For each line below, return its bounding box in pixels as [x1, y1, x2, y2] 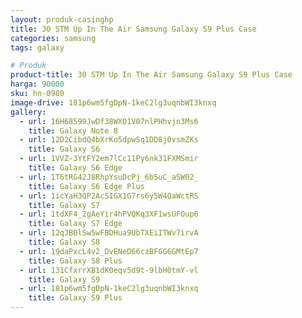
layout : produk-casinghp [10, 14, 114, 25]
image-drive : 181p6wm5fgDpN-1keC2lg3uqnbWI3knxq [10, 97, 217, 108]
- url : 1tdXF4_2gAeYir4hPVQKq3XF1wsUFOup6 [19, 209, 199, 220]
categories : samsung [10, 33, 97, 43]
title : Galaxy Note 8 [28, 126, 118, 136]
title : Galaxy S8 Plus [28, 256, 123, 266]
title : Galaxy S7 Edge [28, 219, 123, 229]
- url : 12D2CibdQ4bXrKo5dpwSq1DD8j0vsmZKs [19, 135, 199, 145]
